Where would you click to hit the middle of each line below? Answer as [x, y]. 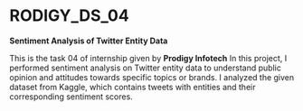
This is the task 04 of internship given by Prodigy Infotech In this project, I [148, 58]
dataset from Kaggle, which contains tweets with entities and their [133, 87]
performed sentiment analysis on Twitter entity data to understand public [146, 68]
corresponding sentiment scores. [71, 97]
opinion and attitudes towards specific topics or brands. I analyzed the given [152, 77]
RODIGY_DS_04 [69, 16]
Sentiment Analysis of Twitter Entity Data [89, 41]
